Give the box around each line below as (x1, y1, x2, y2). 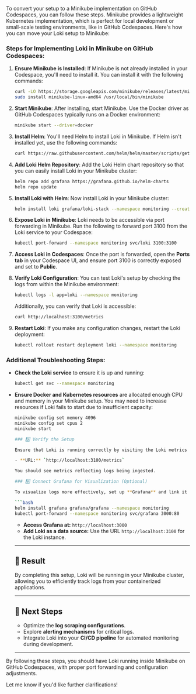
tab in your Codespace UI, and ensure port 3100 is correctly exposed (14, 257, 181, 264)
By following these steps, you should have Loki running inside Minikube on (6, 658, 185, 665)
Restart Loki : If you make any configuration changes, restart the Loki (14, 325, 181, 332)
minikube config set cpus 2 (14, 420, 83, 426)
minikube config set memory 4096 (14, 415, 96, 421)
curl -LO (14, 89, 36, 95)
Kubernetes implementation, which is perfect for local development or (6, 18, 174, 24)
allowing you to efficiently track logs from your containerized (14, 578, 161, 585)
